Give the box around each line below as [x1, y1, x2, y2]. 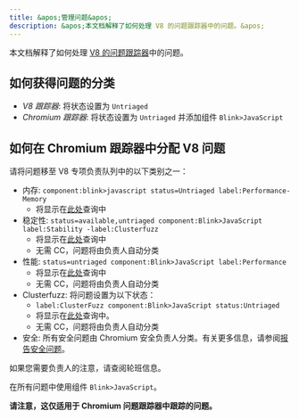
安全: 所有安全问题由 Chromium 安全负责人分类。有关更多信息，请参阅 [21, 333, 281, 343]
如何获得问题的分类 [9, 75, 115, 90]
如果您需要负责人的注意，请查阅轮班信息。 [9, 363, 166, 374]
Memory [21, 195, 47, 204]
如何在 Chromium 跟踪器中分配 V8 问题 [9, 140, 226, 156]
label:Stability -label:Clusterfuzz [21, 225, 159, 234]
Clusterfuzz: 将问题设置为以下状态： [21, 290, 156, 300]
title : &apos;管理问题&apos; [9, 12, 112, 22]
